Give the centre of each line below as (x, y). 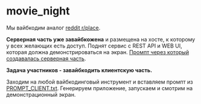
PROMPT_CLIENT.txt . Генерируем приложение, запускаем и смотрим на (100, 88)
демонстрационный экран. (41, 94)
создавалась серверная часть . (46, 58)
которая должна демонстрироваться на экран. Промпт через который (97, 52)
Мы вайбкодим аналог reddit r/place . (53, 28)
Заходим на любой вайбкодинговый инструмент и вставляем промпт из (100, 82)
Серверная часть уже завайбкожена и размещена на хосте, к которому (101, 39)
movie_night (38, 11)
